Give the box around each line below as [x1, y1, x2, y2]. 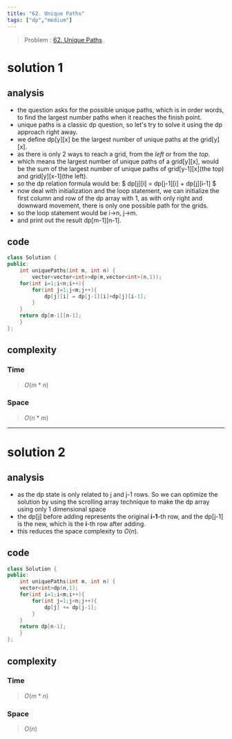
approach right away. [17, 127, 78, 136]
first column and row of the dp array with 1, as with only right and [17, 194, 202, 202]
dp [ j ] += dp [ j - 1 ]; [43, 603, 97, 611]
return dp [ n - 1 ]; [19, 623, 67, 630]
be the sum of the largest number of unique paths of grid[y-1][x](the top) [17, 164, 224, 173]
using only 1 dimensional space [17, 504, 106, 513]
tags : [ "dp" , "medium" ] [7, 17, 72, 24]
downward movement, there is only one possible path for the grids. [17, 201, 209, 210]
